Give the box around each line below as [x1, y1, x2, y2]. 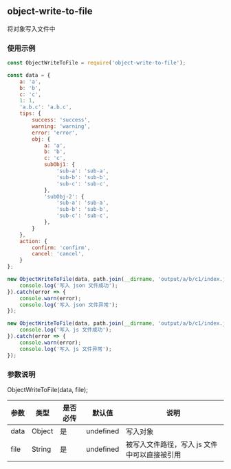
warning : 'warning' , [32, 123, 91, 130]
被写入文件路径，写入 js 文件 [126, 439, 218, 449]
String [32, 444, 52, 454]
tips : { [19, 110, 41, 117]
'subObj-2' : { [43, 193, 85, 200]
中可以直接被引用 [126, 450, 181, 459]
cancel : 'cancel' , [32, 251, 85, 258]
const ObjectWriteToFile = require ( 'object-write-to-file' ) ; [7, 60, 186, 67]
